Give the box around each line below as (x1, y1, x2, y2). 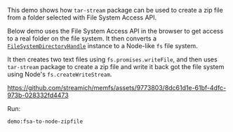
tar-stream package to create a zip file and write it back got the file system (7, 63, 225, 71)
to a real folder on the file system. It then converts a (7, 34, 157, 43)
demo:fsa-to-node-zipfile (7, 118, 83, 125)
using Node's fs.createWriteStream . (7, 70, 112, 78)
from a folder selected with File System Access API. (7, 13, 157, 22)
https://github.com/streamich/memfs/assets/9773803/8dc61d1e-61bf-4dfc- (7, 84, 227, 91)
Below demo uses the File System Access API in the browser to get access (7, 27, 224, 35)
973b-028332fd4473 (7, 91, 69, 99)
